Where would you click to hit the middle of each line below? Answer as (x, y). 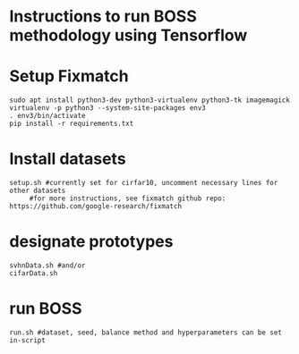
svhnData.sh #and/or (48, 265)
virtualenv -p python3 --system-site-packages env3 (107, 108)
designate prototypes (91, 242)
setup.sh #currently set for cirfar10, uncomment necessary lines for (144, 183)
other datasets (38, 191)
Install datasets (68, 159)
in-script (28, 340)
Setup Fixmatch (69, 76)
